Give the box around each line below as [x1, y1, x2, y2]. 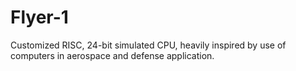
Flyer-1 [10, 6, 69, 29]
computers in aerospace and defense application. [10, 49, 215, 61]
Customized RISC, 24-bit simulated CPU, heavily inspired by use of [10, 39, 287, 51]
